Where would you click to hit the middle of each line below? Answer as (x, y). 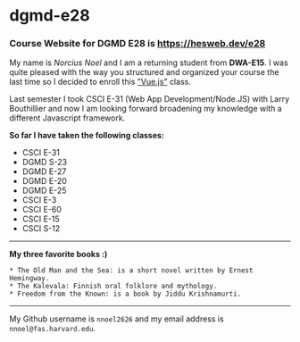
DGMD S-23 (45, 163)
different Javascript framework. (67, 118)
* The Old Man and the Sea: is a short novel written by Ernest (131, 271)
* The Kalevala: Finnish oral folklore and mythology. (113, 287)
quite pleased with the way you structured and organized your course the (144, 72)
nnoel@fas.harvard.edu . (53, 329)
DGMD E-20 (44, 181)
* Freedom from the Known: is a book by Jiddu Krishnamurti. (125, 294)
